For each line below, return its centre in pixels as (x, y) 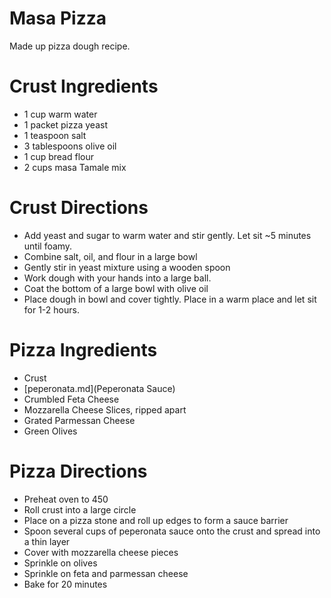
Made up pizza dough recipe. (70, 46)
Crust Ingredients (84, 86)
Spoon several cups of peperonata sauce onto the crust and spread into (172, 531)
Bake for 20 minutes (65, 584)
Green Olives (50, 431)
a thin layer (47, 541)
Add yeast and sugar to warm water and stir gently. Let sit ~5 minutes (167, 235)
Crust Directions (79, 208)
